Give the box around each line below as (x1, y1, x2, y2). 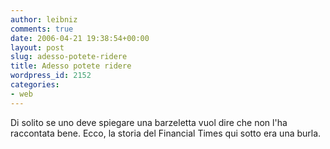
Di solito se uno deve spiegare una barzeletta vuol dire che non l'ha (10, 116, 288, 128)
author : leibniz (10, 14, 78, 25)
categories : (10, 80, 60, 90)
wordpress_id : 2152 (10, 71, 92, 81)
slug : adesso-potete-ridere (10, 52, 128, 62)
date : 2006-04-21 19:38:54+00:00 (10, 33, 150, 43)
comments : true (10, 24, 74, 34)
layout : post (10, 42, 65, 53)
